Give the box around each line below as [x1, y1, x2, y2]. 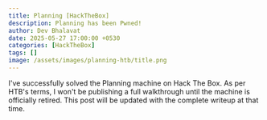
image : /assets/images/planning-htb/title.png [8, 57, 167, 65]
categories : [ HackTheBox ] [8, 42, 95, 50]
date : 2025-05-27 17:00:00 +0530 [8, 34, 121, 42]
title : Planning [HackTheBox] [8, 11, 110, 20]
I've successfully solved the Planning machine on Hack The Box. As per [8, 78, 246, 88]
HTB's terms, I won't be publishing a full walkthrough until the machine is [8, 86, 251, 96]
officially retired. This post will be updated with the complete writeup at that [8, 95, 259, 105]
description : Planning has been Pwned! [8, 19, 142, 27]
